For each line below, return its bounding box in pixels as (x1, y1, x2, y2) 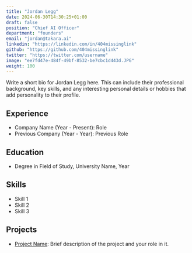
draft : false (6, 19, 38, 25)
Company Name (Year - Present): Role (14, 124, 107, 131)
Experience (6, 108, 48, 118)
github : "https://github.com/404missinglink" (6, 47, 118, 53)
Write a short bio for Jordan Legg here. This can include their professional (6, 79, 184, 86)
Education (6, 147, 44, 157)
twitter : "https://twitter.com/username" (6, 52, 109, 58)
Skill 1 (14, 195, 29, 202)
